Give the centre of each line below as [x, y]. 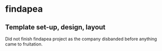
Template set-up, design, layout [55, 27]
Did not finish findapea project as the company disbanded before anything [81, 39]
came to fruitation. [24, 44]
